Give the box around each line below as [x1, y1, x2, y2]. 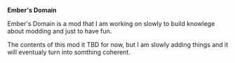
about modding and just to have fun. [7, 27, 112, 35]
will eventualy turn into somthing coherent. [7, 48, 131, 56]
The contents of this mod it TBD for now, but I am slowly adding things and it [7, 41, 229, 48]
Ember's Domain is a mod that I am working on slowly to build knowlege [7, 20, 215, 27]
